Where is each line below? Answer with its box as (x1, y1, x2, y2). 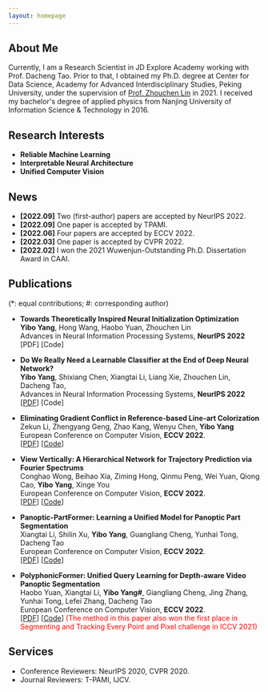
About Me (8, 42, 58, 55)
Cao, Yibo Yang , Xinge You (19, 480, 110, 489)
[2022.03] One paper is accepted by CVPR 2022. (19, 237, 185, 247)
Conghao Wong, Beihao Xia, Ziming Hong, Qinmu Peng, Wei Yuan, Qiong (19, 471, 260, 481)
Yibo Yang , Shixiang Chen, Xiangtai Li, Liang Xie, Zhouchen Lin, (19, 372, 230, 382)
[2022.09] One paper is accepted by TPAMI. (19, 220, 168, 229)
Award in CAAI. (19, 254, 70, 264)
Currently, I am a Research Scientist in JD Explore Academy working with (8, 63, 250, 72)
